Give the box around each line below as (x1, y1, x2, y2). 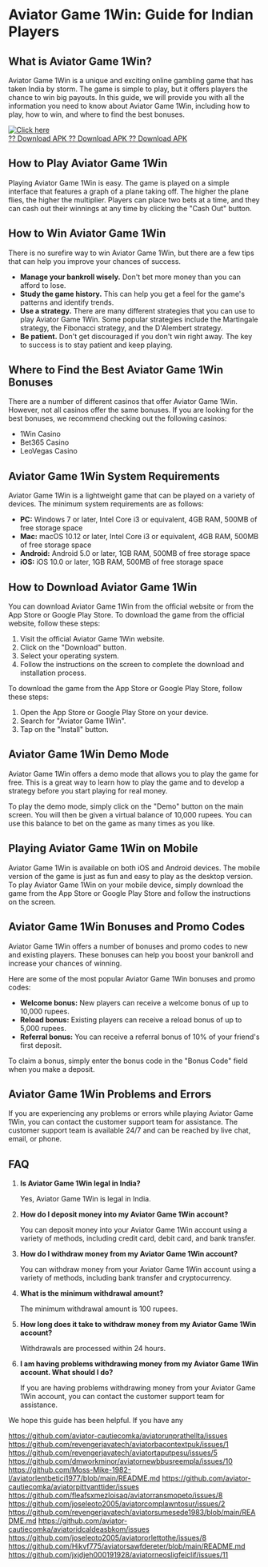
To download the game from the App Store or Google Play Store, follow (8, 684, 242, 694)
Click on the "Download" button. (19, 642, 126, 653)
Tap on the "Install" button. (19, 725, 110, 734)
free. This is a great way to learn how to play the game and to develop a (8, 778, 245, 787)
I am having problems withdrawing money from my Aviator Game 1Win (19, 1359, 258, 1369)
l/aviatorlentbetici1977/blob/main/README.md (8, 1473, 161, 1483)
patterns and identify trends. (19, 298, 114, 307)
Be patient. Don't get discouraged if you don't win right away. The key (19, 331, 253, 341)
